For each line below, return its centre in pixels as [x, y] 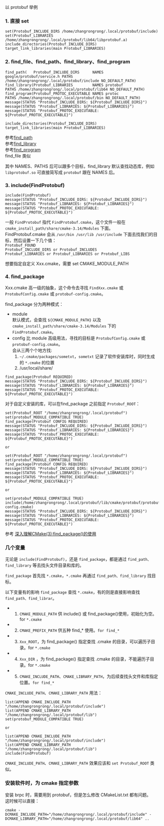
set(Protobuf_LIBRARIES [29, 36]
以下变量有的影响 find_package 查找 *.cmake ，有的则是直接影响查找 [72, 592]
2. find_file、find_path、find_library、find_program [68, 62]
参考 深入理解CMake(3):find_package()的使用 [51, 534]
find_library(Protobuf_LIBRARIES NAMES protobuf [64, 85]
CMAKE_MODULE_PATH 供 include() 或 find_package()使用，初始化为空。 [88, 614]
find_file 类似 [18, 156]
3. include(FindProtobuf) [35, 185]
